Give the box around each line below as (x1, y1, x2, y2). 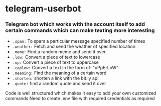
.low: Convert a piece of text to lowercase (12, 54, 100, 60)
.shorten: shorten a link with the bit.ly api (12, 75, 99, 81)
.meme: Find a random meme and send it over (12, 49, 106, 55)
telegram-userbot (5, 3, 81, 14)
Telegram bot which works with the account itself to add (5, 21, 145, 28)
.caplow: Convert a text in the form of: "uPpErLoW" (12, 65, 119, 71)
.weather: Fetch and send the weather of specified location (12, 43, 135, 50)
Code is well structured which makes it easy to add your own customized (5, 90, 156, 96)
